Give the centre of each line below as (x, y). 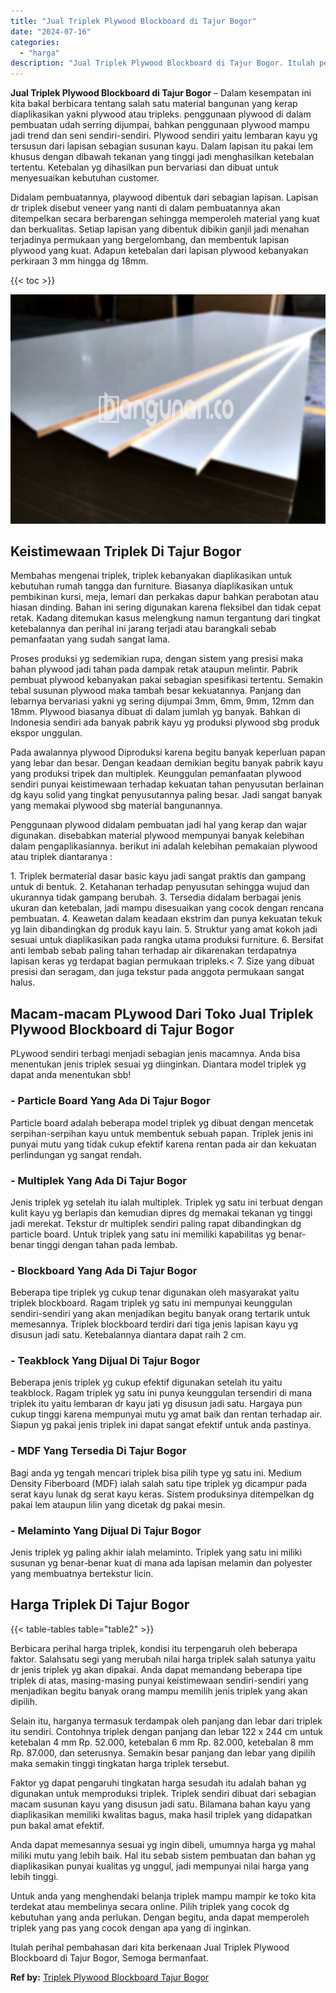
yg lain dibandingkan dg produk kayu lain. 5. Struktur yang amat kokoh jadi (164, 929)
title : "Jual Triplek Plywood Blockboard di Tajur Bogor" (133, 21)
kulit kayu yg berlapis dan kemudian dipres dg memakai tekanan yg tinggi (161, 1212)
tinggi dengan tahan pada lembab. (107, 1244)
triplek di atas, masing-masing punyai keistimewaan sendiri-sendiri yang (159, 1680)
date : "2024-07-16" (51, 31)
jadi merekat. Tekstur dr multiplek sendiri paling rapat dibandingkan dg (156, 1223)
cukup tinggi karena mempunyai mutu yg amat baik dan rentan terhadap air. (166, 1414)
